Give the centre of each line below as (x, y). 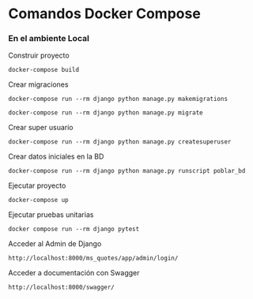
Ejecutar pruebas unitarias (51, 215)
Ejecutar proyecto (37, 185)
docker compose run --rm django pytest (74, 230)
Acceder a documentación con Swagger (74, 273)
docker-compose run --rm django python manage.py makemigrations (118, 99)
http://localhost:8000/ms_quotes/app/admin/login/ (93, 258)
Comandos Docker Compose (105, 14)
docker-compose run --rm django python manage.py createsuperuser (120, 142)
